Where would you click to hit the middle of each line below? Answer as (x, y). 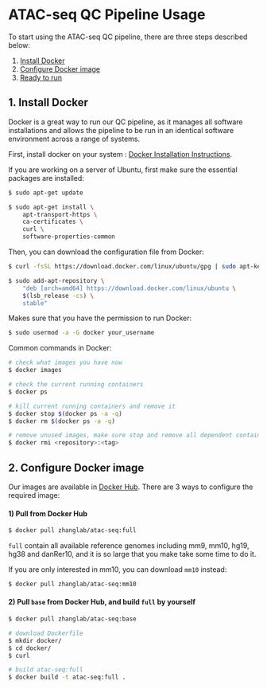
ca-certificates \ (53, 222)
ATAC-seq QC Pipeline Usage (107, 15)
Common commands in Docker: (60, 348)
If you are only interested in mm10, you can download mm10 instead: (118, 570)
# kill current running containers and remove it (92, 406)
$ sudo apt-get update (46, 193)
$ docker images (35, 370)
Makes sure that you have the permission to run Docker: (100, 318)
